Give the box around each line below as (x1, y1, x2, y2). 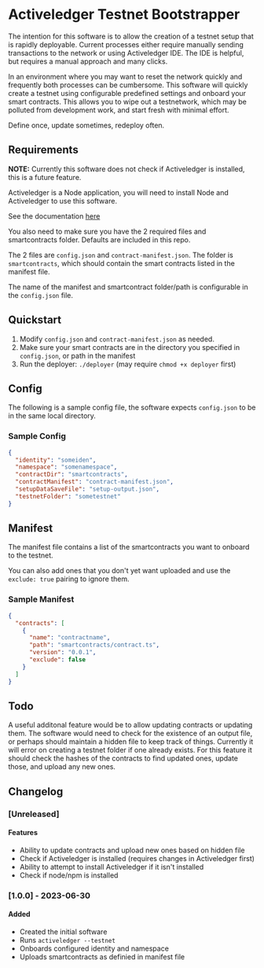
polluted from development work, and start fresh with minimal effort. (8, 105, 229, 115)
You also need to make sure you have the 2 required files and (8, 226, 207, 236)
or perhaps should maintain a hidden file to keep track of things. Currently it (8, 737, 254, 746)
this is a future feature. (8, 172, 82, 182)
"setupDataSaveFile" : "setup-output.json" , (15, 485, 159, 493)
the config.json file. (8, 290, 73, 300)
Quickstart (8, 313, 62, 327)
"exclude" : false (28, 656, 86, 664)
